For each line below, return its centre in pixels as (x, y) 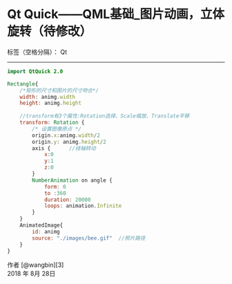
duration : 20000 (67, 200)
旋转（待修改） (50, 31)
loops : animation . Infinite (83, 206)
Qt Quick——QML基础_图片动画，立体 (116, 14)
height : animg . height (50, 103)
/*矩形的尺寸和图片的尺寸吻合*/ (59, 91)
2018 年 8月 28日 (31, 274)
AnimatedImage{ (41, 225)
